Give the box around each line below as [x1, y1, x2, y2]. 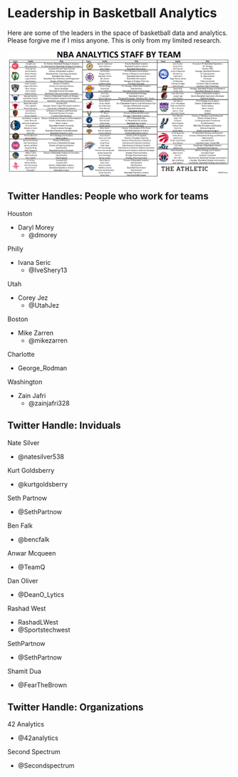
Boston [7, 315, 29, 323]
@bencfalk [17, 535, 50, 543]
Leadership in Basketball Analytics [7, 5, 217, 21]
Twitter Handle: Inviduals [7, 419, 121, 432]
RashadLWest [17, 617, 58, 626]
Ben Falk [7, 521, 33, 530]
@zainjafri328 [28, 399, 70, 407]
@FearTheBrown [17, 680, 68, 689]
